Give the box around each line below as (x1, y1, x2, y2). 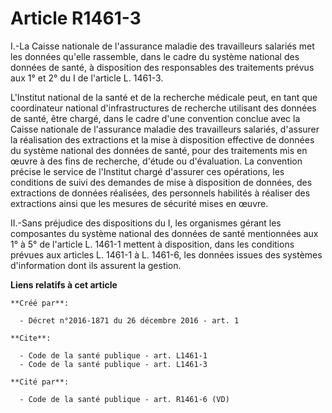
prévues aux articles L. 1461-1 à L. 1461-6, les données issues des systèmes (10, 248, 323, 261)
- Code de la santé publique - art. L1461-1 (19, 350, 208, 361)
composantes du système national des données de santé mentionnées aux (10, 227, 319, 239)
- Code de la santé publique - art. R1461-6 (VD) (19, 394, 230, 404)
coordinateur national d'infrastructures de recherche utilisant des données (10, 102, 317, 114)
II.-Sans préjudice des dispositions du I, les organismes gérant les (10, 217, 282, 229)
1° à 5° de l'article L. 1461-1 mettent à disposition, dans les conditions (10, 238, 295, 250)
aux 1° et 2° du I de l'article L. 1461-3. (10, 72, 164, 84)
